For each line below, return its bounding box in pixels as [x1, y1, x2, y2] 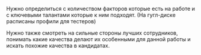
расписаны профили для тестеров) [6, 18, 96, 25]
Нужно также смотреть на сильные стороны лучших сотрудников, [6, 29, 179, 36]
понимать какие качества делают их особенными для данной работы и [6, 36, 191, 42]
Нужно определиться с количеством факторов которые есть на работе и [6, 5, 196, 12]
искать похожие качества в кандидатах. [6, 42, 110, 49]
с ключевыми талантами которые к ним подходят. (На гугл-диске [6, 11, 176, 19]
